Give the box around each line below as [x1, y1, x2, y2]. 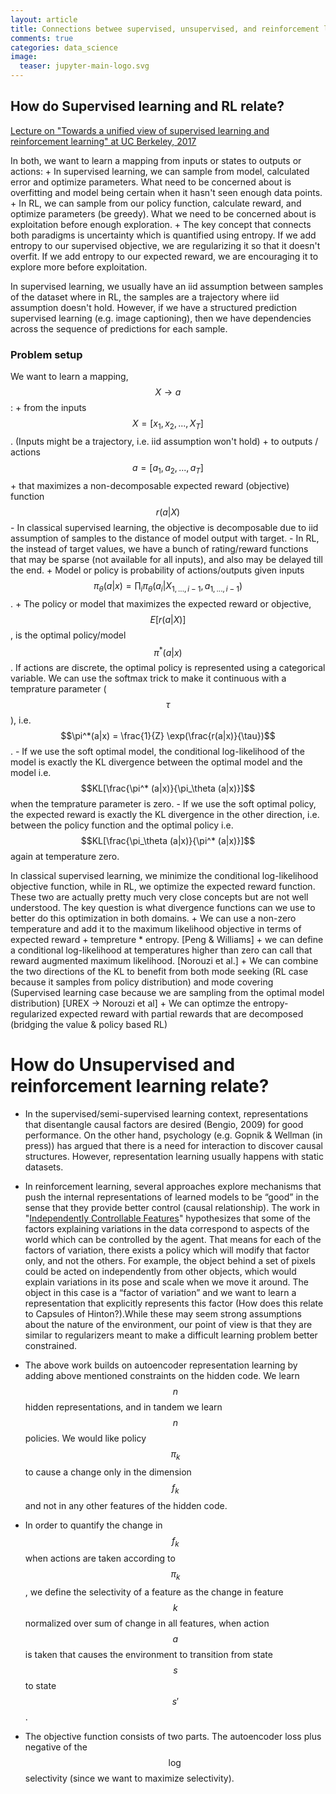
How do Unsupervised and [10, 1054, 236, 1076]
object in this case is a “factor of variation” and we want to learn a [24, 1287, 297, 1299]
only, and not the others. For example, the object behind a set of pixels [24, 1255, 316, 1267]
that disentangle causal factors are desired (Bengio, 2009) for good [24, 1119, 304, 1131]
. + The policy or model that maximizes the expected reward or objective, [10, 597, 312, 610]
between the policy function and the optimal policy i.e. [10, 819, 234, 831]
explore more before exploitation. [10, 261, 148, 273]
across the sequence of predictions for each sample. [10, 322, 228, 335]
